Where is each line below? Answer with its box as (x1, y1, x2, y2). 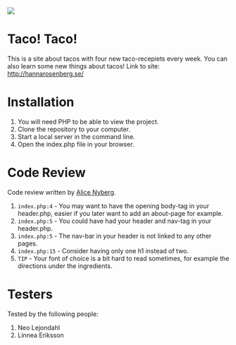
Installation (7, 95, 75, 110)
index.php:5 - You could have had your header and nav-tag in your (17, 217, 212, 225)
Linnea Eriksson (17, 331, 65, 339)
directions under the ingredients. (17, 261, 113, 270)
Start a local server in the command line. (17, 132, 135, 140)
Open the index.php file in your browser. (17, 140, 135, 148)
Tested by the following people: (7, 310, 99, 318)
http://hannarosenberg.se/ (7, 69, 84, 78)
